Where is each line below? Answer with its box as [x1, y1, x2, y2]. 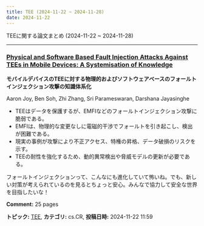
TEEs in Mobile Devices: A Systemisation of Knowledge [6, 61, 173, 69]
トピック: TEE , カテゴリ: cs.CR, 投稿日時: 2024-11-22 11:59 [6, 213, 153, 220]
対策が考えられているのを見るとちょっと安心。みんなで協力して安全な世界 [11, 181, 198, 188]
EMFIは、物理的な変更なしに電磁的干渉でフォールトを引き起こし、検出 [15, 122, 193, 130]
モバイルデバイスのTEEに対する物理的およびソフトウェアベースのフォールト [6, 75, 197, 82]
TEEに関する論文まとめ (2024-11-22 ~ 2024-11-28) [6, 32, 134, 39]
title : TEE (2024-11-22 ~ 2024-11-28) [6, 8, 104, 15]
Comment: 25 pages [6, 201, 59, 208]
